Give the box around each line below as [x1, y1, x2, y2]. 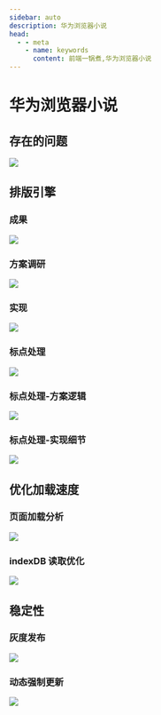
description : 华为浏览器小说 [9, 21, 108, 30]
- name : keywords [25, 46, 89, 55]
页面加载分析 [9, 511, 65, 523]
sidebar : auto [9, 12, 62, 22]
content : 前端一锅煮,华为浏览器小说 [32, 54, 152, 63]
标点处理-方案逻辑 [9, 390, 87, 402]
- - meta [17, 37, 50, 47]
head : [9, 29, 29, 38]
